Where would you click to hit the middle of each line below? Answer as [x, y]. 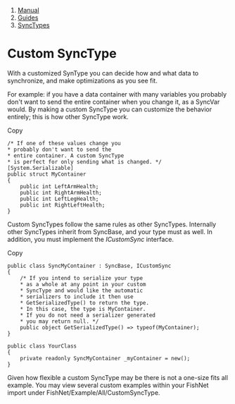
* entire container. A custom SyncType [66, 155]
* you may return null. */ [59, 321]
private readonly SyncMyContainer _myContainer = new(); [105, 358]
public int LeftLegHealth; [59, 199]
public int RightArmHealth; [61, 192]
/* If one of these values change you [64, 143]
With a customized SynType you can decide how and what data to [103, 73]
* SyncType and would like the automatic [81, 290]
